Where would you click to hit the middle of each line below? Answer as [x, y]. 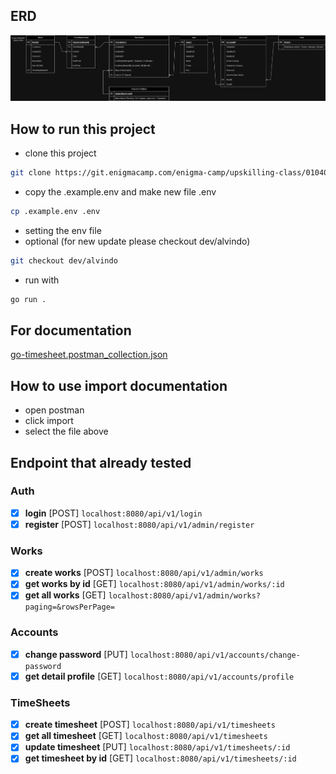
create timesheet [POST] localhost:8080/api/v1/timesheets [150, 725]
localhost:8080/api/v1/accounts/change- [215, 655]
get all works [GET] [65, 595]
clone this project [60, 153]
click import [49, 421]
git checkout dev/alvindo [64, 260]
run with [42, 280]
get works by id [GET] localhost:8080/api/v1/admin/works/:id [154, 584]
